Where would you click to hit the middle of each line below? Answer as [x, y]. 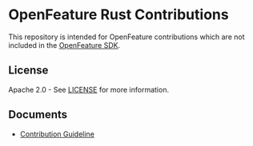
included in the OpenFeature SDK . [64, 45]
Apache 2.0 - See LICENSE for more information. [89, 89]
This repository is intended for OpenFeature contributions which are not [127, 37]
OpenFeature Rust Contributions [119, 15]
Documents [38, 114]
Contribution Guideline [57, 134]
